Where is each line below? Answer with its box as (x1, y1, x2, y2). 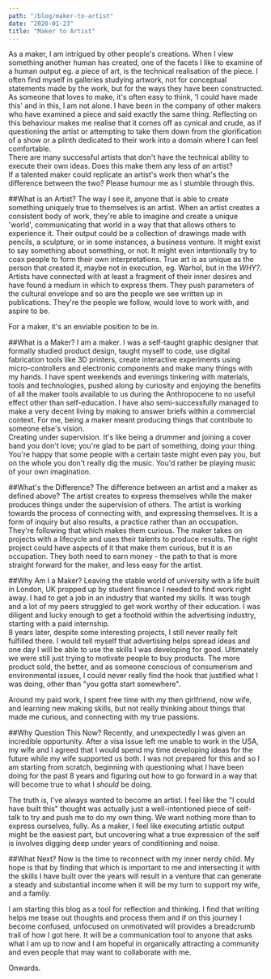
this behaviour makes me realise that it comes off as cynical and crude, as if (8, 118, 262, 128)
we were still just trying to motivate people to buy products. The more (8, 654, 240, 663)
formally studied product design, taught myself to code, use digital (8, 346, 231, 356)
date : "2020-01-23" (8, 19, 74, 28)
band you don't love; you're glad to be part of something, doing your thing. (8, 441, 257, 451)
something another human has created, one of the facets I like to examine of (8, 58, 263, 67)
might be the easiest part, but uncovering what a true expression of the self (8, 830, 260, 839)
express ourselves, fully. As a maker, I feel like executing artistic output (8, 821, 245, 831)
